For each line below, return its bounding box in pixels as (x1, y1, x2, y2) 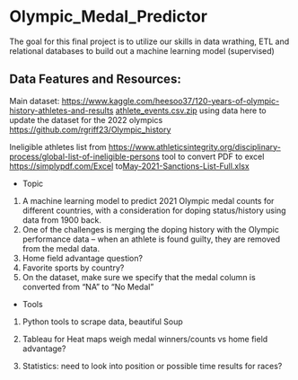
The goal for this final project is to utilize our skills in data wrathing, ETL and (9, 36, 290, 47)
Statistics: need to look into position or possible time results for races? (22, 360, 283, 371)
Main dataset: (9, 95, 60, 106)
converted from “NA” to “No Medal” (22, 281, 154, 292)
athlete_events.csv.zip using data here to (115, 105, 267, 116)
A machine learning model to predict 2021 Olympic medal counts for (22, 195, 275, 206)
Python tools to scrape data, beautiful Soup (22, 316, 184, 327)
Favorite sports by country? (22, 262, 125, 273)
